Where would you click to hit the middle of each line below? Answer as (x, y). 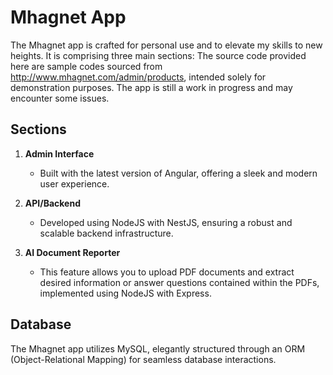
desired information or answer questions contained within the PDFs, (179, 282)
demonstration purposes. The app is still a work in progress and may (151, 87)
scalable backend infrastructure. (106, 233)
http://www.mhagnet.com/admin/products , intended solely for (138, 77)
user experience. (74, 183)
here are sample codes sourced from (86, 66)
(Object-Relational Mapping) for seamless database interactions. (143, 359)
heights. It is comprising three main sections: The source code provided (158, 55)
